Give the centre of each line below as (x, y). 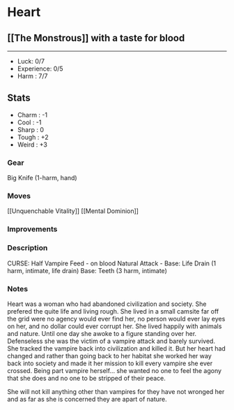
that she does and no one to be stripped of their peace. (86, 378)
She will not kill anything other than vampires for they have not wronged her (116, 391)
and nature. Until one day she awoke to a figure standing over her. (102, 333)
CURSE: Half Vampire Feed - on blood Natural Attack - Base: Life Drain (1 (112, 263)
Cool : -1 (29, 122)
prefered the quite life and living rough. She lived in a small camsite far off (113, 311)
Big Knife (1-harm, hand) (42, 178)
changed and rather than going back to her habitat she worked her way (110, 356)
